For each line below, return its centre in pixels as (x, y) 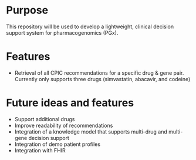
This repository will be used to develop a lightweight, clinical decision (90, 26)
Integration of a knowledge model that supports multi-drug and (91, 131)
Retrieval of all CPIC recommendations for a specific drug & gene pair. (99, 73)
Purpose (27, 10)
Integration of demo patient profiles (58, 144)
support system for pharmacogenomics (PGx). (62, 32)
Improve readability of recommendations (64, 125)
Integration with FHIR (40, 150)
